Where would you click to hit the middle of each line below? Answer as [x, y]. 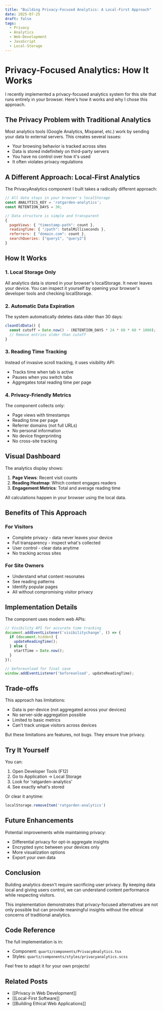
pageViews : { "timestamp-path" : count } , [52, 225]
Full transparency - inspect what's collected [56, 543]
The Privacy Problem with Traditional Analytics [78, 120]
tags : [10, 23]
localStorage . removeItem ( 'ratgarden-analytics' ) [55, 805]
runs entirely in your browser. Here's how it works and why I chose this [76, 99]
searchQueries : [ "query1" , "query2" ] [48, 239]
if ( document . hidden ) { [33, 637]
